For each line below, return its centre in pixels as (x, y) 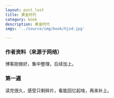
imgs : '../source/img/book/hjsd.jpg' (45, 29)
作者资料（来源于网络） (34, 52)
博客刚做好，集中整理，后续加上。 (41, 64)
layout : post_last (25, 10)
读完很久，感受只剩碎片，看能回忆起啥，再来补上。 (59, 90)
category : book (21, 19)
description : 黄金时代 (28, 24)
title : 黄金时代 (21, 15)
